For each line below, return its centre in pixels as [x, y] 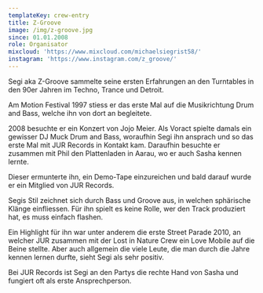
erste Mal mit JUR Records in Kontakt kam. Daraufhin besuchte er [114, 145]
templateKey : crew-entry [49, 15]
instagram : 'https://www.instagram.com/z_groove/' [93, 60]
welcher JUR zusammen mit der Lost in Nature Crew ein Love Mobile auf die [131, 241]
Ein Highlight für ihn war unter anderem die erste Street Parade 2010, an [124, 232]
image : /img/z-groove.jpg [50, 30]
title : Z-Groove [35, 23]
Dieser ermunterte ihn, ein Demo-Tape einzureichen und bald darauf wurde [130, 176]
